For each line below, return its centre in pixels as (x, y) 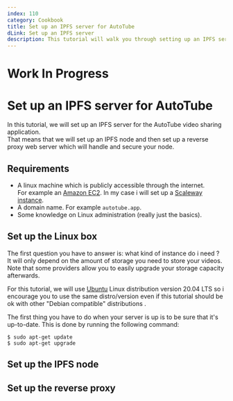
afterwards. (24, 275)
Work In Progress (58, 74)
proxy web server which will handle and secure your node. (91, 147)
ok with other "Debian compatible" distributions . (77, 303)
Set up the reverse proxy (61, 388)
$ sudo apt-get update (40, 337)
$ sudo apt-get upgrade (42, 343)
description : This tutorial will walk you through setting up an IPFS (111, 40)
